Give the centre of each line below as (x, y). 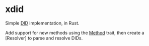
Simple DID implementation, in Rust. (42, 23)
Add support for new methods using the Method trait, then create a (75, 32)
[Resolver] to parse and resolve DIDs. (44, 38)
